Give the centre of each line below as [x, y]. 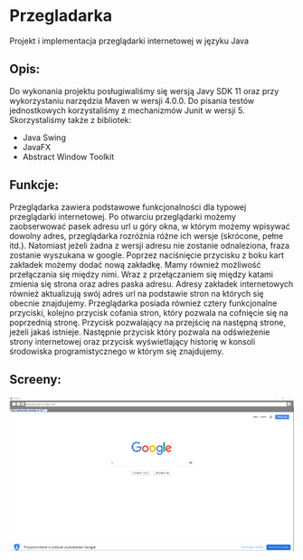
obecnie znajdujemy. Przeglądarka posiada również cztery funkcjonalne [143, 303]
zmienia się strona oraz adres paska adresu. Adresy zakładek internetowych [151, 284]
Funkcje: [34, 185]
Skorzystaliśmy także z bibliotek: [71, 119]
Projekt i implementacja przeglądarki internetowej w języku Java [129, 41]
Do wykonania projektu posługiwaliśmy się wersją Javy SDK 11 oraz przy [144, 90]
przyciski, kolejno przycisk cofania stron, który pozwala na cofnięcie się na [149, 312]
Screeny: [35, 380]
